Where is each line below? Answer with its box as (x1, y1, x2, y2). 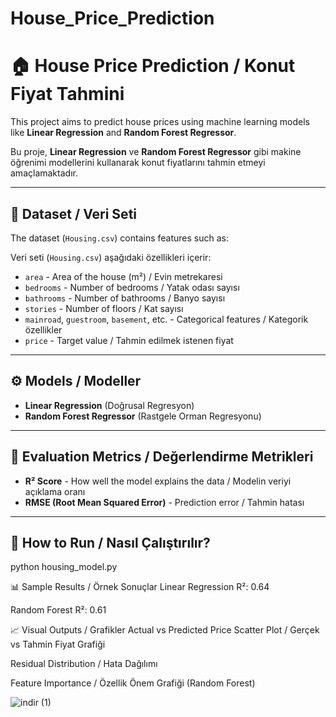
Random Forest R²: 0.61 (10, 604, 107, 616)
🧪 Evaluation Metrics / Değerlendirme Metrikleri (10, 448, 314, 466)
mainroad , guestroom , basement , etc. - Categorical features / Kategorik (24, 313, 309, 325)
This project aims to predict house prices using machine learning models (10, 116, 310, 128)
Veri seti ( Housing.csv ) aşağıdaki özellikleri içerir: (10, 251, 212, 263)
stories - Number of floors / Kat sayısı (24, 302, 184, 314)
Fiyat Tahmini (10, 83, 125, 106)
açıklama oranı (24, 485, 86, 497)
